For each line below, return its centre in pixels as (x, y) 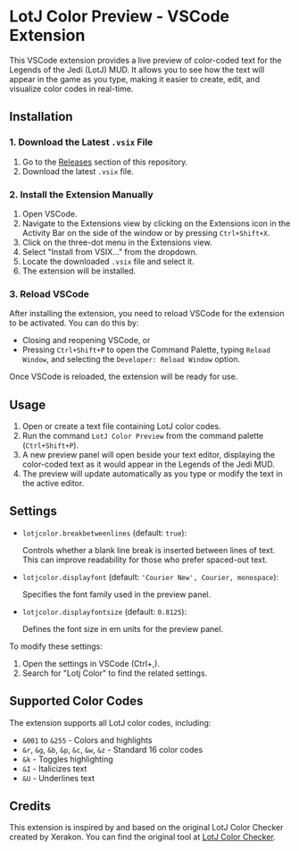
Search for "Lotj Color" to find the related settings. (115, 673)
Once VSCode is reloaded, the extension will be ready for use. (124, 376)
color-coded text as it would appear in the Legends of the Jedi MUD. (148, 464)
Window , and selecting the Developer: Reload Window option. (131, 359)
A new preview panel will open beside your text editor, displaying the (149, 455)
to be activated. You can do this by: (75, 323)
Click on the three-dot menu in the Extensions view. (117, 242)
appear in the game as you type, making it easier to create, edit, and (135, 79)
